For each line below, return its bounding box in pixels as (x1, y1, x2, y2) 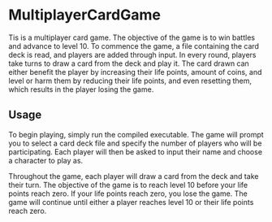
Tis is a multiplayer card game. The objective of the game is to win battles (8, 33, 256, 42)
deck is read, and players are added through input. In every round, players (8, 50, 257, 59)
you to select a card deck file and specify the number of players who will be (8, 138, 262, 148)
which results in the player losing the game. (8, 84, 154, 94)
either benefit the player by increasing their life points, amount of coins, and (8, 67, 262, 76)
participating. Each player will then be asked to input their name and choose (8, 146, 262, 156)
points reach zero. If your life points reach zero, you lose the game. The (8, 189, 248, 198)
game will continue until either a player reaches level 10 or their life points (8, 197, 254, 207)
